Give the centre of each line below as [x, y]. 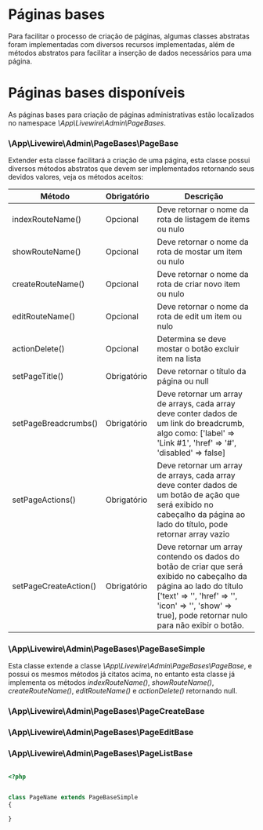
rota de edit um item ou [200, 317]
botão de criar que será [200, 566]
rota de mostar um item [200, 252]
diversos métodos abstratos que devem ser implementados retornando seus [131, 169]
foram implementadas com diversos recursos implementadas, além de [121, 44]
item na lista [179, 359]
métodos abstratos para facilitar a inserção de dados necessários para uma [130, 53]
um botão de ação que [198, 495]
